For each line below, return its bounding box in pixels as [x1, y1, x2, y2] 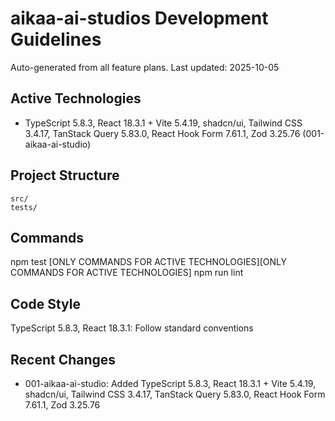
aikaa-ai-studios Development [10, 7, 269, 30]
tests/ [10, 202, 38, 212]
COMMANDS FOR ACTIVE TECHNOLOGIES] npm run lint [10, 267, 244, 279]
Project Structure [10, 167, 120, 184]
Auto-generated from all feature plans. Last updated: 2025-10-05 [10, 61, 280, 73]
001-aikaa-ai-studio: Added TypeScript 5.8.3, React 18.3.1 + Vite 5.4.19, [24, 378, 317, 389]
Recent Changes [10, 351, 117, 368]
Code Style [10, 295, 81, 312]
